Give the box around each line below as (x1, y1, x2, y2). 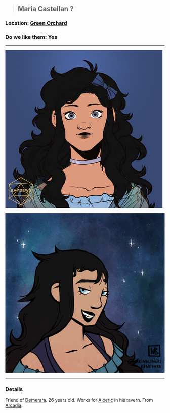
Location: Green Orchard (5, 20, 67, 27)
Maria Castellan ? (17, 5, 74, 13)
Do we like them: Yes (5, 33, 57, 41)
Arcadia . (5, 402, 23, 408)
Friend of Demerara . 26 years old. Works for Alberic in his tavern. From (5, 397, 153, 403)
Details (5, 386, 23, 393)
